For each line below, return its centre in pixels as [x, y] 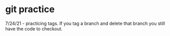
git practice [30, 9]
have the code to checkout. [34, 28]
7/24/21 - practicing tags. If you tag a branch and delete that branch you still [85, 23]
